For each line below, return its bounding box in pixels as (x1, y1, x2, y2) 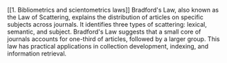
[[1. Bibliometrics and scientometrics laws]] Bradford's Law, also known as (7, 6, 219, 14)
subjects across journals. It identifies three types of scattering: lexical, (7, 21, 208, 28)
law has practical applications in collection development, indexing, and (7, 42, 209, 50)
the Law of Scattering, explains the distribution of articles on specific (7, 13, 204, 21)
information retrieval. (7, 49, 67, 58)
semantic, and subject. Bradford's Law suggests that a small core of (7, 27, 201, 36)
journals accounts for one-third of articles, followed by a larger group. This (7, 35, 220, 43)
